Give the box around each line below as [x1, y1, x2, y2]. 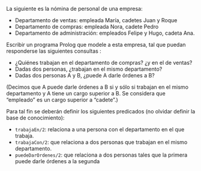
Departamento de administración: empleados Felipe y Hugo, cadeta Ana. [14, 29, 195, 37]
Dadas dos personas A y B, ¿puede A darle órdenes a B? [14, 72, 155, 79]
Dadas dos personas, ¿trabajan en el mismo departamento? [14, 65, 163, 73]
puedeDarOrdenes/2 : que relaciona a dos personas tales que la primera [14, 151, 188, 158]
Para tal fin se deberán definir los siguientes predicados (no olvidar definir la [6, 108, 196, 115]
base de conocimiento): [6, 114, 65, 121]
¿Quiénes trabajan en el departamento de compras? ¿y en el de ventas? [14, 59, 193, 66]
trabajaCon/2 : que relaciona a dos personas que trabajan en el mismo [14, 139, 188, 146]
